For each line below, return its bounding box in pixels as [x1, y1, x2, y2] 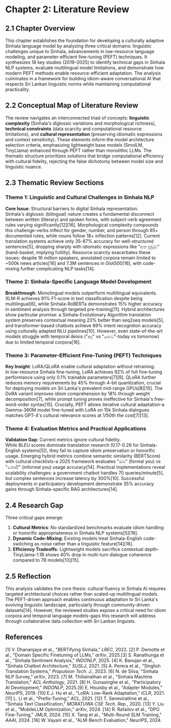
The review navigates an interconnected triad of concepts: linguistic [5, 115, 150, 121]
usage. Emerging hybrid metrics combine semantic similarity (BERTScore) [5, 453, 161, 459]
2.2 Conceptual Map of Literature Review [5, 101, 139, 110]
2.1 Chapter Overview [5, 24, 76, 33]
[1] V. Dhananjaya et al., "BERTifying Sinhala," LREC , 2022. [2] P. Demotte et [5, 646, 165, 652]
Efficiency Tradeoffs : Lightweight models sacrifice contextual [12, 546, 144, 553]
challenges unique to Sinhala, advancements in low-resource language [5, 49, 155, 54]
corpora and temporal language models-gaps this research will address [5, 612, 156, 619]
